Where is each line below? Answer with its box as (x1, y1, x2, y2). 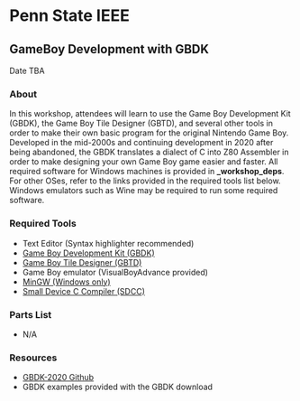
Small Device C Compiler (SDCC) (22, 285, 146, 296)
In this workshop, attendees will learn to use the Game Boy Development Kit (9, 108, 291, 119)
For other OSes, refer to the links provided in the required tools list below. (9, 175, 281, 186)
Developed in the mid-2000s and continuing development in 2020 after (9, 137, 274, 148)
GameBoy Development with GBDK (9, 42, 210, 57)
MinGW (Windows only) (22, 276, 111, 287)
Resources (9, 351, 58, 364)
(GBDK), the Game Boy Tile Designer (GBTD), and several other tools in (9, 118, 273, 129)
